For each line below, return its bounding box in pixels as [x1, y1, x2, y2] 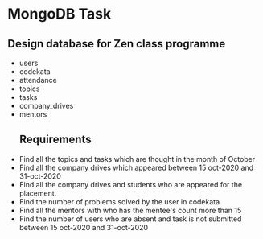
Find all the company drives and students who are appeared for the [18, 179, 243, 189]
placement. [18, 188, 57, 198]
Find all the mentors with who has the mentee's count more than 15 [18, 205, 242, 215]
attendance [18, 76, 57, 84]
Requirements [18, 133, 92, 146]
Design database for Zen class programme [7, 37, 226, 51]
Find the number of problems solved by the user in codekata [18, 196, 220, 206]
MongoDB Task [7, 5, 112, 23]
